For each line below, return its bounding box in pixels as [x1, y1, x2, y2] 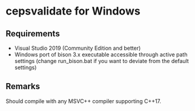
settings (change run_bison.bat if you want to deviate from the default [14, 58, 189, 64]
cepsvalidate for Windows [5, 4, 140, 18]
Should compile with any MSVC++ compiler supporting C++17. [5, 97, 162, 104]
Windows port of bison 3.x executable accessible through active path [14, 51, 188, 58]
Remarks [5, 81, 41, 92]
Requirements [5, 29, 60, 39]
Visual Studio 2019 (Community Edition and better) [14, 44, 141, 52]
